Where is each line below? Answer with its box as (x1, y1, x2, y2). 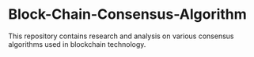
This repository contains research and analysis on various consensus (8, 31, 234, 41)
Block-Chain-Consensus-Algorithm (8, 5, 247, 23)
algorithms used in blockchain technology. (8, 39, 146, 48)
